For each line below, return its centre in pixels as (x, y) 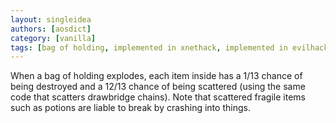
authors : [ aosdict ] (51, 29)
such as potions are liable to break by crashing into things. (130, 108)
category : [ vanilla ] (53, 38)
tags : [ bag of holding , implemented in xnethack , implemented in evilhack (169, 47)
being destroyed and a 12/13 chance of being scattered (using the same (158, 87)
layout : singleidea (51, 19)
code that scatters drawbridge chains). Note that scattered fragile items (158, 97)
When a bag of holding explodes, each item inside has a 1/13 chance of (156, 76)
